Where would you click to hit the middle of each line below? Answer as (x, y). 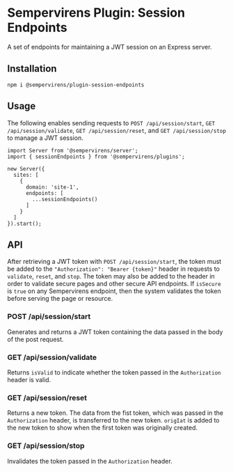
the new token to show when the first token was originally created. (103, 428)
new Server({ (26, 168)
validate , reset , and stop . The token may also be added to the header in (111, 276)
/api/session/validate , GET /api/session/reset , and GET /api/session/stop (116, 130)
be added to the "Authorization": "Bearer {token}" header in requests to (114, 269)
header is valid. (29, 379)
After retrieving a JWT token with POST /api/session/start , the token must (114, 262)
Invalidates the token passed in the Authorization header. (90, 461)
